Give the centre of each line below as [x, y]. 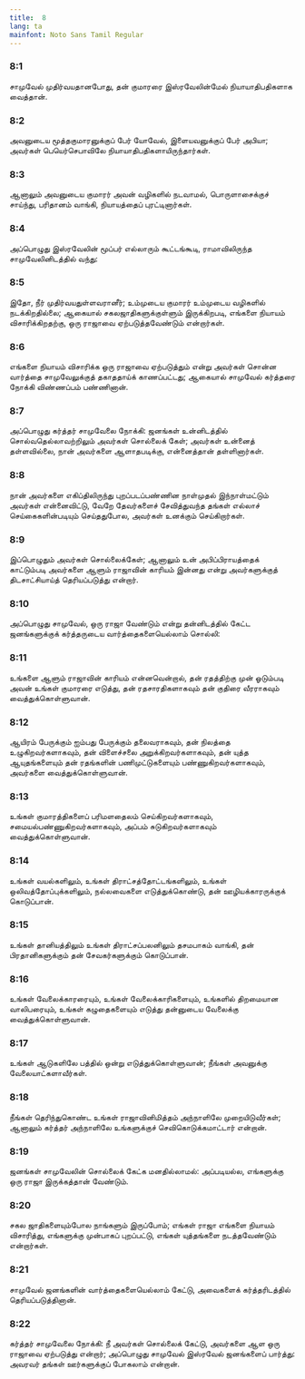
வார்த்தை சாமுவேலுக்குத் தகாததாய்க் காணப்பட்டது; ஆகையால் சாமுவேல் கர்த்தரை [152, 377]
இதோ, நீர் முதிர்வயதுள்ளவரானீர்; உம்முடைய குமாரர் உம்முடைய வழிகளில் [138, 302]
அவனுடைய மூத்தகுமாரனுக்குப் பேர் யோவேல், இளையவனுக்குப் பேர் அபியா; [139, 140]
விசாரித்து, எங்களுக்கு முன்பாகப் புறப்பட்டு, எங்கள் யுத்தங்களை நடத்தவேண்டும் [143, 1236]
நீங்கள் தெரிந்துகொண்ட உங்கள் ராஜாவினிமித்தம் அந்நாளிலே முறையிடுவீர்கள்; [145, 1117]
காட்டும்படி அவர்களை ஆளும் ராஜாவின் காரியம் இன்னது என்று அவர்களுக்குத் [144, 570]
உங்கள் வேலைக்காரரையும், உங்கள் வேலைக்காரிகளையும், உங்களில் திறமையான [144, 999]
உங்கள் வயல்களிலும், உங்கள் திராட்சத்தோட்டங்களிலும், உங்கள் [118, 880]
